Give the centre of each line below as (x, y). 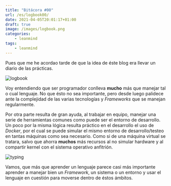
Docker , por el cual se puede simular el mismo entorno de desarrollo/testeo (85, 131)
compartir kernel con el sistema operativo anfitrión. (59, 147)
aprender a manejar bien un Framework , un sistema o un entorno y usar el (83, 172)
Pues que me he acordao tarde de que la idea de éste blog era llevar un (80, 63)
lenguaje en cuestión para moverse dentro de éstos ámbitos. (69, 178)
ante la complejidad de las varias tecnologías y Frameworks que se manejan (86, 99)
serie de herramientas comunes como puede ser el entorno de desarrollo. (83, 120)
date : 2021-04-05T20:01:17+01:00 (41, 19)
